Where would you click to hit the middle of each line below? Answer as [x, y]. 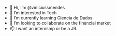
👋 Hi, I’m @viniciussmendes [37, 8]
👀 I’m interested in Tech [33, 13]
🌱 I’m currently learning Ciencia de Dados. [52, 18]
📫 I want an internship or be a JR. [43, 28]
